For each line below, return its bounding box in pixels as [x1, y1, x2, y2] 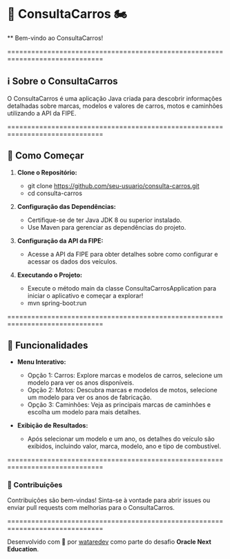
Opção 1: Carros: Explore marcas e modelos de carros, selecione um [27, 372, 223, 380]
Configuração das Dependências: [17, 202, 116, 210]
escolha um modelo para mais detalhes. [27, 408, 142, 416]
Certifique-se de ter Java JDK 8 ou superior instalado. [27, 216, 182, 224]
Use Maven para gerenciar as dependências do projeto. [27, 223, 186, 231]
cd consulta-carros [27, 189, 83, 197]
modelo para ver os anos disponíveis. [27, 378, 135, 387]
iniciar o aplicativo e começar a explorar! [27, 291, 144, 300]
